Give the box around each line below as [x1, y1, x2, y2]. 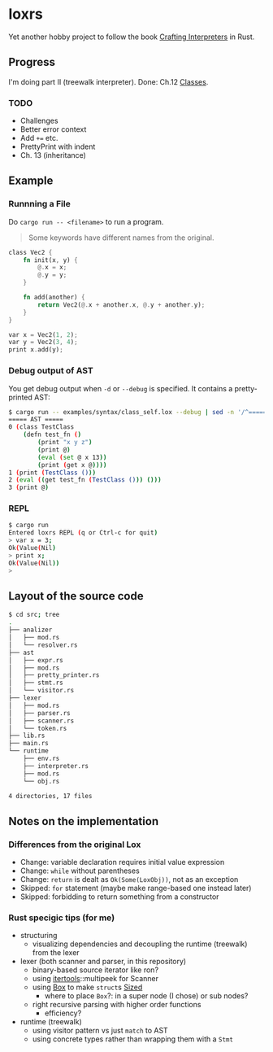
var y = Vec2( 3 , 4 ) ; [8, 338, 79, 347]
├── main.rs [8, 740, 49, 748]
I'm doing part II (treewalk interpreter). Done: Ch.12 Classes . [8, 76, 209, 86]
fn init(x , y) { [23, 255, 79, 264]
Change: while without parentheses [19, 866, 140, 875]
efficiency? [44, 1008, 82, 1018]
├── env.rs [23, 754, 60, 763]
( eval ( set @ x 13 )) [37, 453, 107, 461]
